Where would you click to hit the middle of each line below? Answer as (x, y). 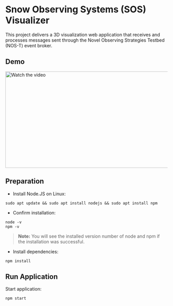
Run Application (32, 276)
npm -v (12, 227)
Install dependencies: (36, 251)
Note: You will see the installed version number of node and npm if (89, 236)
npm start (16, 299)
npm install (18, 261)
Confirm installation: (34, 212)
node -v (14, 222)
